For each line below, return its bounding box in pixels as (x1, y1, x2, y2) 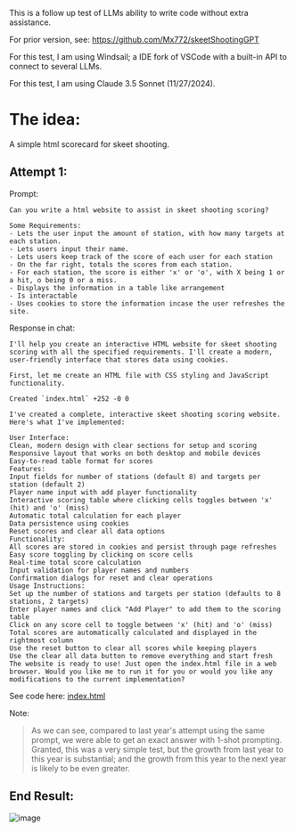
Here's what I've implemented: (9, 418, 126, 427)
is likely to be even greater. (30, 763, 131, 773)
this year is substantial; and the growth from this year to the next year (30, 753, 287, 764)
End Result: (9, 788, 74, 804)
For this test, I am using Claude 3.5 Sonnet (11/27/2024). (9, 78, 216, 88)
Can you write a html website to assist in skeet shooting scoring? (9, 205, 269, 215)
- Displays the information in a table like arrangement (9, 283, 226, 292)
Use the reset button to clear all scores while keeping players (9, 643, 257, 653)
